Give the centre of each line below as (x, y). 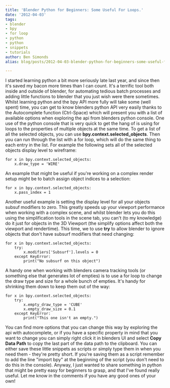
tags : (11, 19)
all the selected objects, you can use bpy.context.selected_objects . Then (83, 134)
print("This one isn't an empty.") (61, 318)
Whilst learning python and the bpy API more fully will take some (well (78, 102)
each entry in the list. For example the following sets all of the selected (79, 145)
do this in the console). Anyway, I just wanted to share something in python (83, 365)
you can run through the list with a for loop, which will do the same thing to (83, 140)
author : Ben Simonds (27, 57)
